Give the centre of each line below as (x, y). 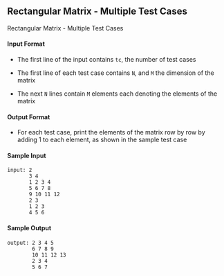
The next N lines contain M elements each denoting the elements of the (117, 94)
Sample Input (27, 155)
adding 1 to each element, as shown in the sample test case (102, 140)
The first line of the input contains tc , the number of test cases (106, 60)
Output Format (29, 117)
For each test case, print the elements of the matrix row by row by (111, 132)
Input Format (26, 44)
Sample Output (29, 228)
